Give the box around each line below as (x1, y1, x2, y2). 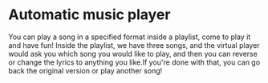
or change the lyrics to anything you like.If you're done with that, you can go (8, 57, 261, 67)
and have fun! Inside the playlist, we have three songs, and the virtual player (8, 40, 260, 49)
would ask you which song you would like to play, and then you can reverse (8, 49, 258, 58)
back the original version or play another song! (8, 65, 163, 75)
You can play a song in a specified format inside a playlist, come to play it (8, 32, 251, 41)
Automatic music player (8, 6, 171, 24)
